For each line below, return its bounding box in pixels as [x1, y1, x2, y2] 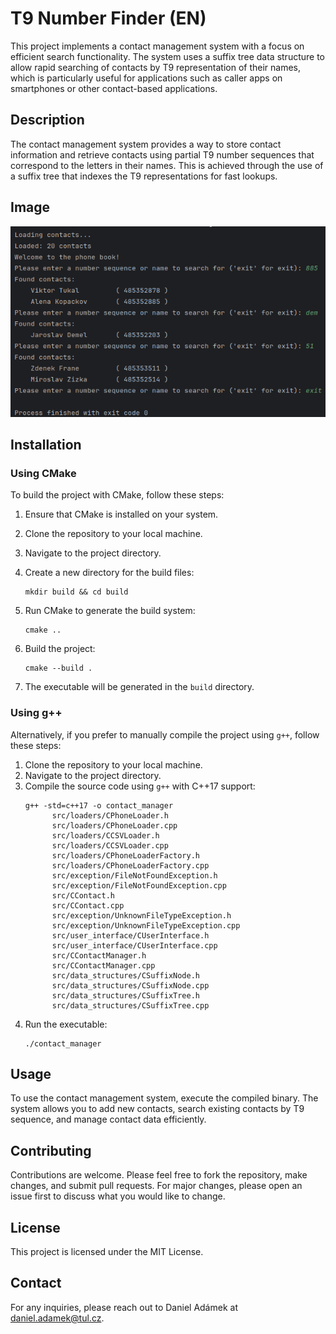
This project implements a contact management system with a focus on [10, 40, 305, 52]
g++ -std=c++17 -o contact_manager [24, 800, 174, 811]
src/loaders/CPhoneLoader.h [51, 810, 169, 821]
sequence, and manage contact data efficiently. [10, 1113, 207, 1126]
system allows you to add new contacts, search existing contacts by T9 [10, 1103, 305, 1115]
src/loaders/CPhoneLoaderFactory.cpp [51, 860, 210, 871]
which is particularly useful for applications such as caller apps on [10, 72, 283, 84]
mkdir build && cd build [24, 587, 129, 597]
